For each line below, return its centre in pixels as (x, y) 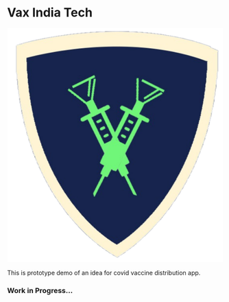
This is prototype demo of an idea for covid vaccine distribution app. (104, 272)
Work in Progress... (40, 290)
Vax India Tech (50, 13)
